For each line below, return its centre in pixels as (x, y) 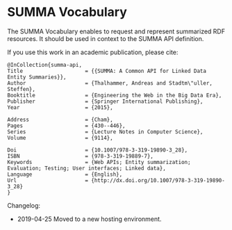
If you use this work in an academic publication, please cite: (93, 52)
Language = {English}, (65, 174)
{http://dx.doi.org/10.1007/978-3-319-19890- (158, 180)
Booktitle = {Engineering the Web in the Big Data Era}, (115, 95)
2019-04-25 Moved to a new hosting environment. (89, 219)
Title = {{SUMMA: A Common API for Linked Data (107, 71)
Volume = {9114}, (60, 138)
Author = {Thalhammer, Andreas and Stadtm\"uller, (110, 83)
